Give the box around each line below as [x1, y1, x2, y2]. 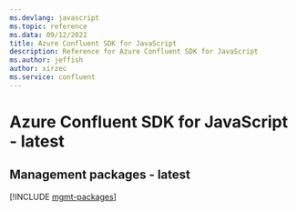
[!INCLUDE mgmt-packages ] [9, 191, 117, 202]
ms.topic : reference [9, 22, 88, 31]
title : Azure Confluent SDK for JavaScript [9, 38, 178, 48]
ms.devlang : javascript [9, 13, 100, 23]
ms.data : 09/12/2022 [9, 30, 88, 39]
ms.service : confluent [9, 73, 96, 82]
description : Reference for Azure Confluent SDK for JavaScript [9, 47, 259, 56]
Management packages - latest [9, 167, 191, 183]
